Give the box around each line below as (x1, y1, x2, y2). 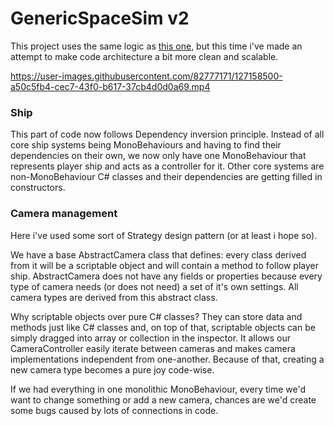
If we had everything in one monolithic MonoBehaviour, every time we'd (10, 383, 307, 395)
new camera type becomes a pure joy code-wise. (10, 363, 215, 376)
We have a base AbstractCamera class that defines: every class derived (10, 248, 307, 261)
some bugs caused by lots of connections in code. (10, 404, 219, 416)
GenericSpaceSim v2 (10, 7, 190, 30)
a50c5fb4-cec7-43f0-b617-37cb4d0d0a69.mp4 (10, 80, 211, 92)
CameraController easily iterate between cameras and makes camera (10, 342, 296, 354)
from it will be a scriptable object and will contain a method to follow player (10, 259, 320, 271)
